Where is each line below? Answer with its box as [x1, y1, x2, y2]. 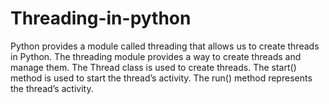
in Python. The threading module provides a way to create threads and [10, 50, 302, 62]
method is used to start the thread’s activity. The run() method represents [10, 72, 313, 84]
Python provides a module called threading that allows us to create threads [10, 40, 320, 52]
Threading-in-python [10, 7, 192, 30]
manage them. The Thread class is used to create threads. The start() [10, 61, 297, 73]
